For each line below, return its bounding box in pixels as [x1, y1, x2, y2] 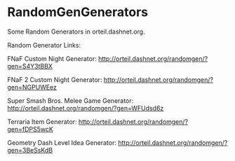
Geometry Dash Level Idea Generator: [7, 138, 117, 147]
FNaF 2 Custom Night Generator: [7, 75, 102, 84]
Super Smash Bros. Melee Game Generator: [7, 96, 134, 105]
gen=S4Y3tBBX [7, 62, 53, 70]
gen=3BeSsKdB [7, 146, 53, 154]
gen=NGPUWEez [7, 83, 58, 91]
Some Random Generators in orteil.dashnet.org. [7, 27, 145, 36]
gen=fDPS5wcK [7, 125, 54, 133]
